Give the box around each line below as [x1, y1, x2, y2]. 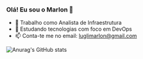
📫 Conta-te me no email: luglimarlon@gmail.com [14, 33, 137, 40]
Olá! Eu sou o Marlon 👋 [6, 5, 74, 14]
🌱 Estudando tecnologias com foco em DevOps [14, 25, 132, 33]
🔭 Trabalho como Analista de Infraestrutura [14, 19, 122, 26]
